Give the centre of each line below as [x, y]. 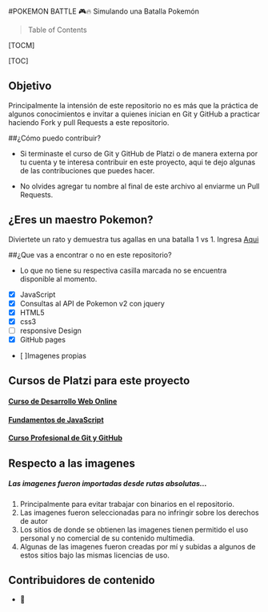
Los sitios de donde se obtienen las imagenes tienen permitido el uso [134, 529]
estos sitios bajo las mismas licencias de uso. [94, 555]
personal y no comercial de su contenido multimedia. [107, 538]
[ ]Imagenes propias [53, 356]
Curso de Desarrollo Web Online [63, 401]
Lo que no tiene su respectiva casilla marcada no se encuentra [123, 270]
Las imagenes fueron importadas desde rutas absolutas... [108, 484]
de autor [34, 521]
